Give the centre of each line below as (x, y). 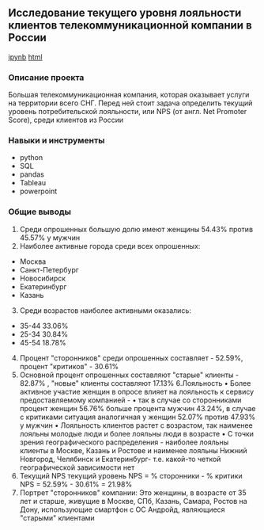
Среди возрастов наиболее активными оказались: (106, 310)
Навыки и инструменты (57, 140)
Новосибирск (42, 278)
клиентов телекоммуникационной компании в (130, 26)
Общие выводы (40, 212)
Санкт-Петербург (49, 269)
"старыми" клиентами (57, 517)
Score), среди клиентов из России (66, 120)
